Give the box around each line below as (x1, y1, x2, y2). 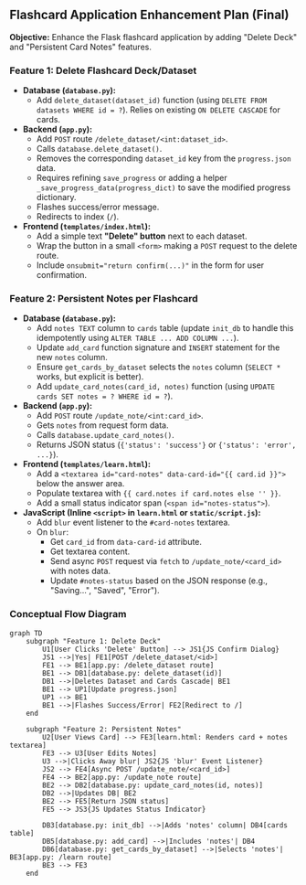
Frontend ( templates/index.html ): (22, 221, 152, 232)
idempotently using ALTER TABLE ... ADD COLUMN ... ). (36, 333, 239, 344)
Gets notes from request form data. (36, 420, 169, 431)
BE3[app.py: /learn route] (9, 852, 112, 862)
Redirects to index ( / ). (36, 211, 120, 222)
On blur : (36, 527, 69, 538)
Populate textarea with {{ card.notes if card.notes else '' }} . (36, 488, 281, 499)
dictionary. (36, 192, 77, 203)
